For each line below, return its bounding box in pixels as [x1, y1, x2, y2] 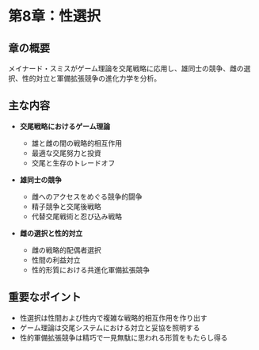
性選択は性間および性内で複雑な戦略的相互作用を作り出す [19, 313, 208, 322]
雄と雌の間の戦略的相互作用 [31, 138, 123, 147]
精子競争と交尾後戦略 [31, 201, 101, 211]
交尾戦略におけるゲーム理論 [19, 121, 111, 131]
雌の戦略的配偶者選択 [31, 245, 101, 254]
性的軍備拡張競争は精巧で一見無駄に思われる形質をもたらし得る [19, 333, 228, 342]
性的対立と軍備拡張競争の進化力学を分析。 [21, 74, 161, 83]
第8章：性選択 [8, 7, 101, 25]
